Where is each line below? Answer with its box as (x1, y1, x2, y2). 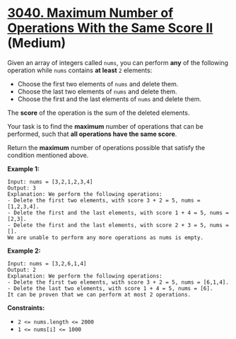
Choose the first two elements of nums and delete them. (17, 79, 179, 88)
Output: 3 (7, 184, 37, 192)
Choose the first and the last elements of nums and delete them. (17, 94, 202, 103)
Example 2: (7, 246, 41, 255)
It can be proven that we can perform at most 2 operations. (7, 291, 191, 298)
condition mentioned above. (7, 151, 89, 159)
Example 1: (7, 164, 40, 173)
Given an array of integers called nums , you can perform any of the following (7, 58, 228, 67)
